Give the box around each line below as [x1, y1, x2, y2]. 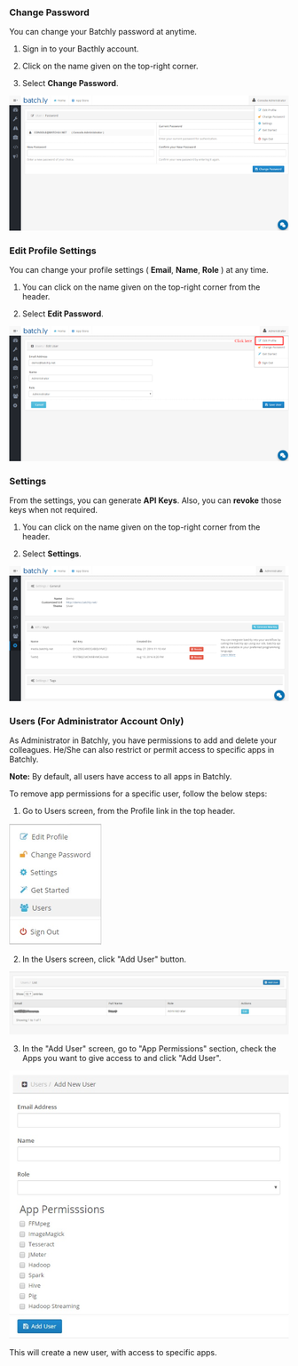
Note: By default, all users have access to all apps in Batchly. [9, 771, 232, 782]
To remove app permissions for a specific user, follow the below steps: [9, 788, 268, 799]
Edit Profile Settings [9, 244, 97, 257]
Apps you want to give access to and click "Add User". [21, 1053, 222, 1064]
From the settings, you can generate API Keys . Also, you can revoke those [9, 495, 282, 506]
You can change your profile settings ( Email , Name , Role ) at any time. [9, 265, 269, 276]
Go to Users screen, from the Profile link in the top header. [21, 806, 236, 817]
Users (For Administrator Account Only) [9, 715, 184, 727]
